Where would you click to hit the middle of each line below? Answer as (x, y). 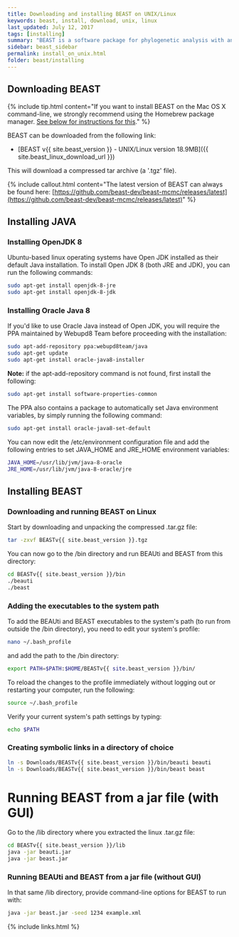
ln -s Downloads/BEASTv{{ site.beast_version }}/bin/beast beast (106, 769)
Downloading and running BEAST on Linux (82, 511)
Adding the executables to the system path (83, 606)
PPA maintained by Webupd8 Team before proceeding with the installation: (117, 334)
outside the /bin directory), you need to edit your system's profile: (104, 629)
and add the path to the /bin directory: (63, 655)
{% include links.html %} (43, 927)
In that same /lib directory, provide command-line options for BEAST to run (117, 892)
